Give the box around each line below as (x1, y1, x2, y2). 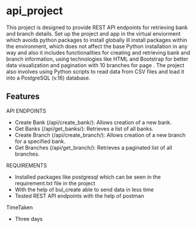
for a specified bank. (14, 138, 66, 145)
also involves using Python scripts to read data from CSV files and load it (6, 68, 185, 75)
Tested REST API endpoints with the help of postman (14, 192, 144, 199)
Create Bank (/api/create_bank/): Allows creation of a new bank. (14, 119, 172, 126)
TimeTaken (6, 204, 33, 211)
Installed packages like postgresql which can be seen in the (14, 173, 162, 180)
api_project (6, 4, 64, 18)
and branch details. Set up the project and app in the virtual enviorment (6, 30, 181, 37)
